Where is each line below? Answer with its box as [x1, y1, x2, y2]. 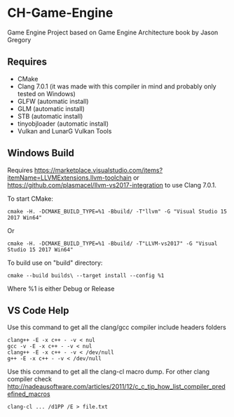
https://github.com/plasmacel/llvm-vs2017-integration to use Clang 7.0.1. [7, 180, 217, 189]
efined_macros [7, 390, 50, 398]
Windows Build [7, 147, 75, 159]
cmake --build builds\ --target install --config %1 [7, 272, 165, 279]
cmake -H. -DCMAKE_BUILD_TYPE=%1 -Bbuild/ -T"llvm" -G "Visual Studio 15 [7, 208, 228, 215]
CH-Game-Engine [7, 5, 113, 21]
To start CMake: [7, 194, 54, 203]
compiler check [7, 375, 53, 383]
